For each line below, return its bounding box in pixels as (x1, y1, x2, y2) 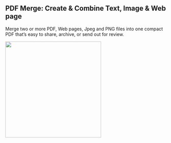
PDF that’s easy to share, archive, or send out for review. (5, 31, 124, 37)
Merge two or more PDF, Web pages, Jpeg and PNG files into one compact (5, 26, 163, 32)
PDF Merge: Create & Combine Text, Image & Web (5, 4, 166, 13)
